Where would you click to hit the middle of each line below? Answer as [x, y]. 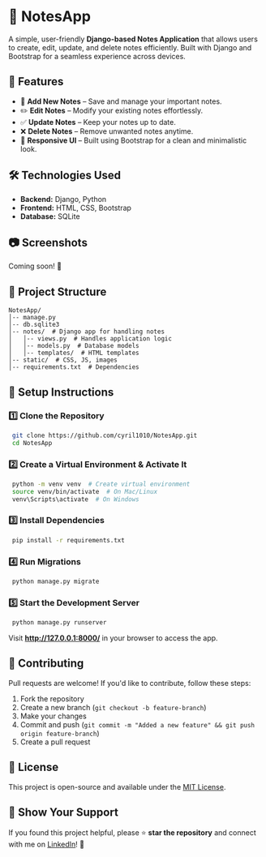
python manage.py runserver [59, 623]
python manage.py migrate [56, 582]
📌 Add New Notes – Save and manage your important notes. [121, 101]
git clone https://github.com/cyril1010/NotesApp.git [105, 435]
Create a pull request [55, 742]
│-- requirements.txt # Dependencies [74, 367]
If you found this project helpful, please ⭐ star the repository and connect [133, 832]
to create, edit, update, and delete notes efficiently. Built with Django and [130, 47]
